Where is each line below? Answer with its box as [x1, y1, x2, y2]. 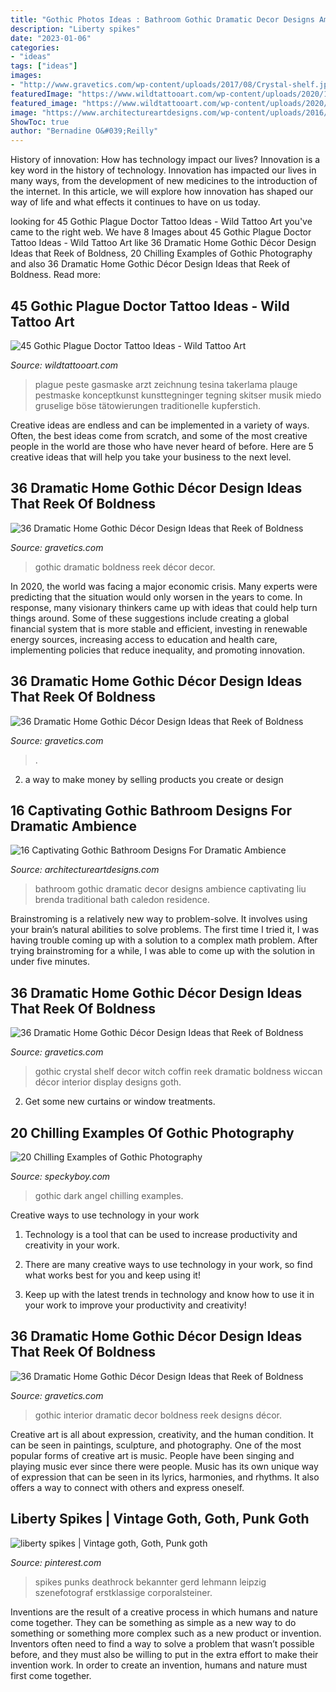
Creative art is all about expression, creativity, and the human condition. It [10, 1428, 314, 1440]
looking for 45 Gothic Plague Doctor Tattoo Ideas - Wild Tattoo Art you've [10, 216, 313, 228]
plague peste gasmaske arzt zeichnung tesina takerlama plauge [34, 378, 298, 390]
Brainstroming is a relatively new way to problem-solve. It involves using [10, 913, 308, 925]
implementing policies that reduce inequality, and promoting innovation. [10, 644, 306, 656]
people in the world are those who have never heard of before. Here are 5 [10, 440, 314, 452]
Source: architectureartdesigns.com [10, 864, 160, 876]
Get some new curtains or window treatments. [24, 1096, 216, 1108]
